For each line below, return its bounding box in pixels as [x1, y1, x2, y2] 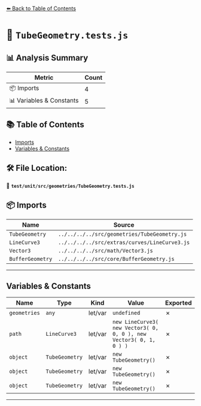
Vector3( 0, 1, [112, 336, 156, 344]
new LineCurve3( [112, 318, 159, 326]
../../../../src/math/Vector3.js [57, 248, 154, 254]
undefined [112, 309, 141, 317]
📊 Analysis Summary [6, 53, 89, 63]
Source [113, 221, 135, 229]
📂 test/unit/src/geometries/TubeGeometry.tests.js [6, 182, 135, 189]
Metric [34, 74, 54, 82]
